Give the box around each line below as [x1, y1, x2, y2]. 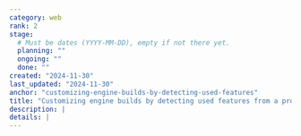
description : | [9, 105, 66, 114]
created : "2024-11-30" [9, 72, 94, 81]
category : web [9, 13, 63, 22]
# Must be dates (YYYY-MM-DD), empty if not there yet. [17, 38, 230, 47]
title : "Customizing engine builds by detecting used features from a [9, 96, 279, 106]
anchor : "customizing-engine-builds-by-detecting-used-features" [9, 88, 258, 97]
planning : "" [17, 47, 66, 55]
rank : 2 [9, 21, 39, 30]
